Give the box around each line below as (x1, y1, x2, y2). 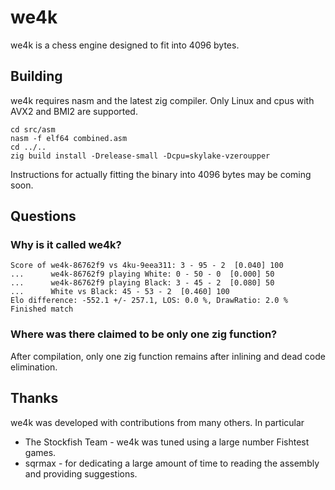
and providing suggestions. (24, 467, 138, 480)
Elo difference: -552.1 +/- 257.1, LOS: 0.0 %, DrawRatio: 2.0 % (10, 296, 288, 306)
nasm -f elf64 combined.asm (10, 133, 128, 143)
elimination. (10, 361, 58, 373)
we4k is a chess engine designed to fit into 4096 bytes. (10, 39, 240, 51)
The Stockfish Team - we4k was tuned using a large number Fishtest (24, 436, 310, 448)
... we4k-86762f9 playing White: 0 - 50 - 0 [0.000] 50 (10, 269, 275, 280)
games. (24, 446, 57, 458)
